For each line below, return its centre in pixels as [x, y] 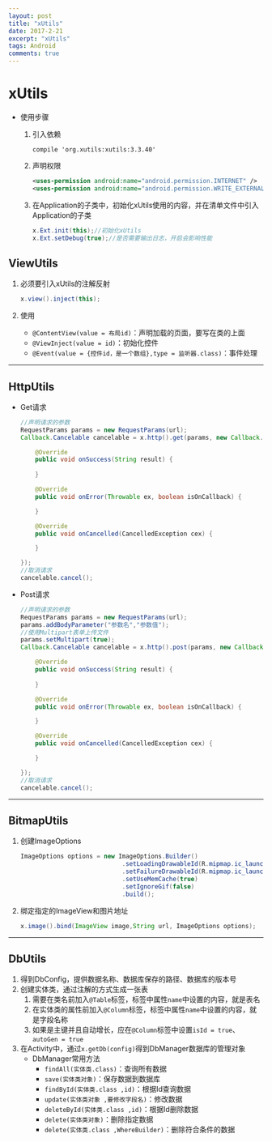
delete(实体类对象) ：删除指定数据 [99, 1119]
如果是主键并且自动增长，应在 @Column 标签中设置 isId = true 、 [136, 1030]
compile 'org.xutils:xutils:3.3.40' [94, 149]
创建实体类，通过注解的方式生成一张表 [84, 990]
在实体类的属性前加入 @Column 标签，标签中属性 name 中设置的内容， [141, 1010]
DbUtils [28, 959]
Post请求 [35, 594]
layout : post [30, 16]
